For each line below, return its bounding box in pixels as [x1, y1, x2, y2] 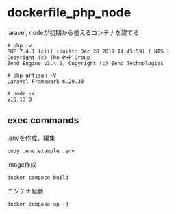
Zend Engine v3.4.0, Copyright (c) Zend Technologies [7, 60, 164, 67]
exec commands [7, 115, 79, 126]
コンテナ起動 [7, 187, 43, 195]
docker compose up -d [7, 200, 69, 207]
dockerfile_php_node [7, 5, 131, 21]
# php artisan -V [7, 72, 57, 79]
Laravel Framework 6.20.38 [7, 78, 84, 85]
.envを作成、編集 [7, 134, 56, 142]
